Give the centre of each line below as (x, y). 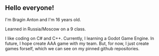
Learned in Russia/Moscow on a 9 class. (45, 29)
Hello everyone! (30, 8)
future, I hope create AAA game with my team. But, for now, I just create (77, 43)
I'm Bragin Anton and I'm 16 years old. (43, 19)
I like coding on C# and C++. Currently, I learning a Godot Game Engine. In (79, 38)
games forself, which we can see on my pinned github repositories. (72, 48)
